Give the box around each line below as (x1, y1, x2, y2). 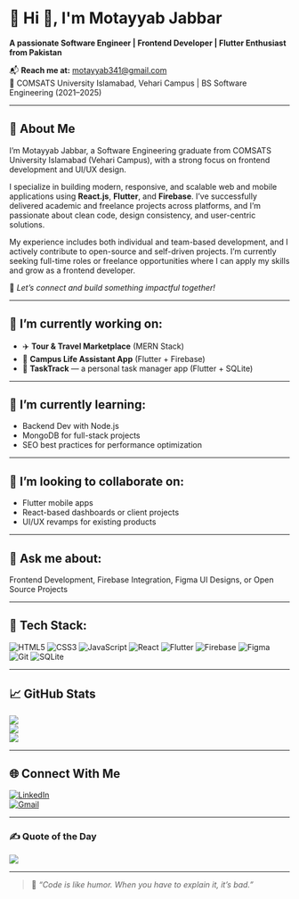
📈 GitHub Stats (9, 687, 96, 702)
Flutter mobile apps (21, 498, 93, 508)
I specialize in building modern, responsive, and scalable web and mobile (9, 181, 278, 192)
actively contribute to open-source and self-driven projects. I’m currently (9, 245, 278, 257)
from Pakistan (9, 46, 62, 57)
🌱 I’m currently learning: (9, 397, 147, 412)
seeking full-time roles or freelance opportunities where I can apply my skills (9, 255, 290, 266)
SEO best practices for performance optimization (21, 440, 203, 450)
